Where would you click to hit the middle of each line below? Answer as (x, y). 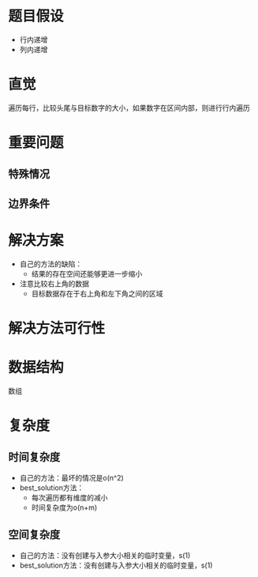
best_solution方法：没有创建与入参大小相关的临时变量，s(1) (116, 565)
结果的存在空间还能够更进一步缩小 (87, 273)
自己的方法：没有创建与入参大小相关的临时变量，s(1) (105, 555)
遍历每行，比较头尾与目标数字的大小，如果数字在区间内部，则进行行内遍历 (129, 107)
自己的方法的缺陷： (51, 264)
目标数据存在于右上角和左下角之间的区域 (97, 293)
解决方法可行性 (57, 328)
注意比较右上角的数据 (54, 283)
